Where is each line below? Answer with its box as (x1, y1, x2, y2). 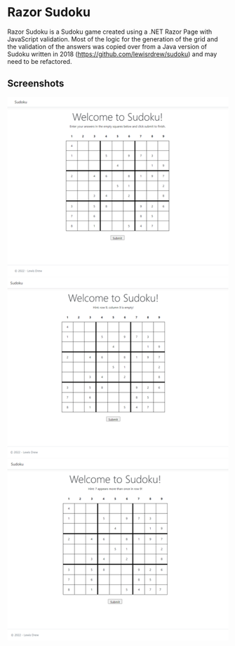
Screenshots (7, 78, 65, 90)
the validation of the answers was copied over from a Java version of (7, 42, 207, 51)
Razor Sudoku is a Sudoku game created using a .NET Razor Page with (7, 27, 213, 36)
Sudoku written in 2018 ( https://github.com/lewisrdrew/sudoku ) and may (7, 50, 217, 58)
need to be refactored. (7, 57, 72, 65)
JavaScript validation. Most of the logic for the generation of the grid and (7, 34, 219, 43)
